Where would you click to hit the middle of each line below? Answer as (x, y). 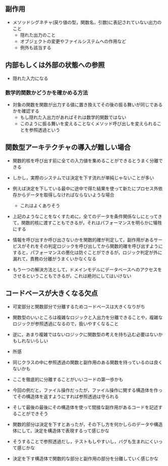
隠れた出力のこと (38, 35)
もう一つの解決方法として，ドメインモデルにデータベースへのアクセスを (87, 269)
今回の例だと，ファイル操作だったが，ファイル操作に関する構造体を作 (85, 390)
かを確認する (26, 111)
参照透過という (45, 130)
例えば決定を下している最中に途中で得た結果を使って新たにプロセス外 (85, 188)
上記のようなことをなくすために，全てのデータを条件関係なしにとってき (87, 216)
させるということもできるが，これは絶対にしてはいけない (72, 276)
